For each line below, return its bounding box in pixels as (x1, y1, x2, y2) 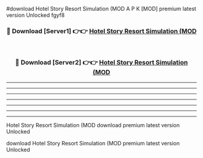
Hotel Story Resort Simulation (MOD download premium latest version (6, 121, 180, 128)
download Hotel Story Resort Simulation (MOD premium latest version (6, 139, 180, 147)
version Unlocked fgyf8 (6, 11, 65, 19)
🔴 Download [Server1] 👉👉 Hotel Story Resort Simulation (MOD (6, 27, 197, 35)
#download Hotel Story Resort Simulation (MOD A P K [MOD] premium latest (6, 5, 196, 12)
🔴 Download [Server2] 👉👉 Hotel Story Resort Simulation (14, 58, 188, 67)
